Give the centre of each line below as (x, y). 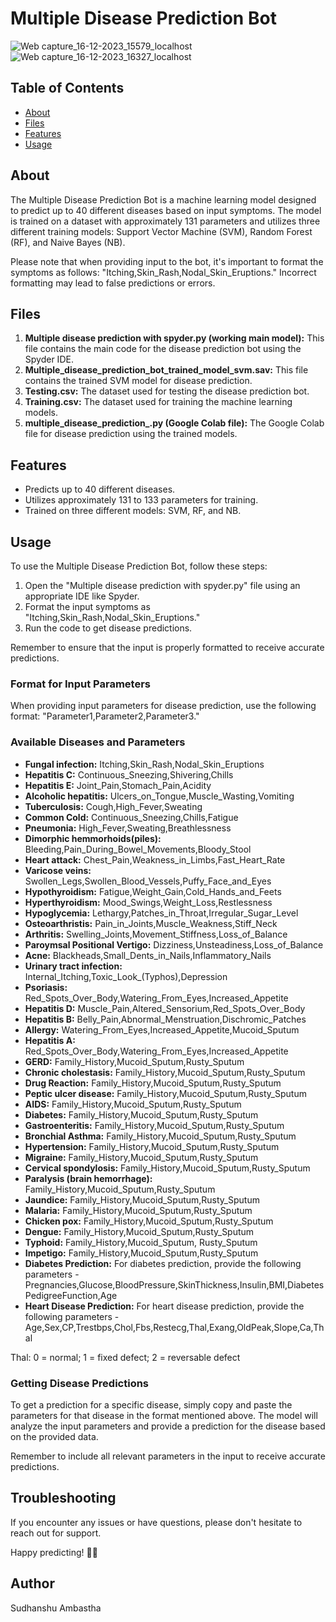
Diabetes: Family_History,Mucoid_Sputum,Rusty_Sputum (141, 1114)
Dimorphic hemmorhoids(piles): (93, 838)
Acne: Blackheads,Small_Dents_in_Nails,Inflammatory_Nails (148, 955)
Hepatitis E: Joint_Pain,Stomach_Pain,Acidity (118, 785)
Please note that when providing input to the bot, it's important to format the (167, 261)
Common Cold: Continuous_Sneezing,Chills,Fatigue (131, 817)
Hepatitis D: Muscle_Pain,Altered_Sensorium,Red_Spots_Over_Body (165, 1008)
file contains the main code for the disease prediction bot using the (163, 349)
